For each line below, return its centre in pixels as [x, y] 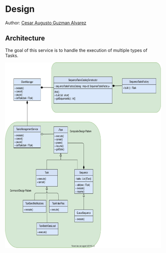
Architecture [25, 38]
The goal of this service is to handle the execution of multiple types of [76, 50]
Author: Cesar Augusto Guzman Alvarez [46, 23]
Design [20, 9]
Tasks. [12, 55]
